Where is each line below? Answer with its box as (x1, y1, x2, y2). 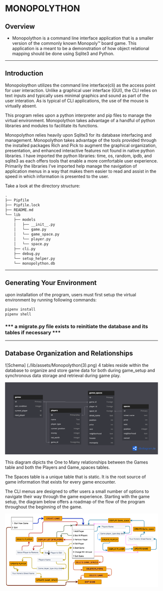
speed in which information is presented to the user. (5, 173, 109, 179)
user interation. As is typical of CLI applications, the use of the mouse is (5, 98, 149, 104)
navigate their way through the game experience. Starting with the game (5, 494, 150, 500)
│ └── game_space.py (14, 232, 60, 236)
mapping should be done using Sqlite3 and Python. (12, 51, 115, 56)
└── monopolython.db (14, 261, 55, 266)
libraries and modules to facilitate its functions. (5, 123, 98, 128)
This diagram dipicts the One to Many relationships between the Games (5, 459, 148, 465)
